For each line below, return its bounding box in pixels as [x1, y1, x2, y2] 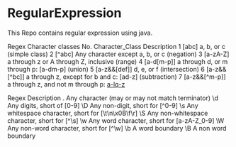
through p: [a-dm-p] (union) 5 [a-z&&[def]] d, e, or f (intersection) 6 [7, 65, 206, 73]
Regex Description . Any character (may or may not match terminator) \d [7, 94, 218, 102]
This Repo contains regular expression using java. [7, 28, 153, 37]
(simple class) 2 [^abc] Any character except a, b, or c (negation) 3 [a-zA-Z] [7, 50, 230, 58]
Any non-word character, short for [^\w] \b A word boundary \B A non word [7, 124, 227, 132]
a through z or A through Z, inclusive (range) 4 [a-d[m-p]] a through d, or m [7, 57, 228, 65]
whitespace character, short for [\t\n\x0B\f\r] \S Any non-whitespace [7, 109, 208, 117]
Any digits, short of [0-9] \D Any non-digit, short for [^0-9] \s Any [7, 101, 198, 109]
